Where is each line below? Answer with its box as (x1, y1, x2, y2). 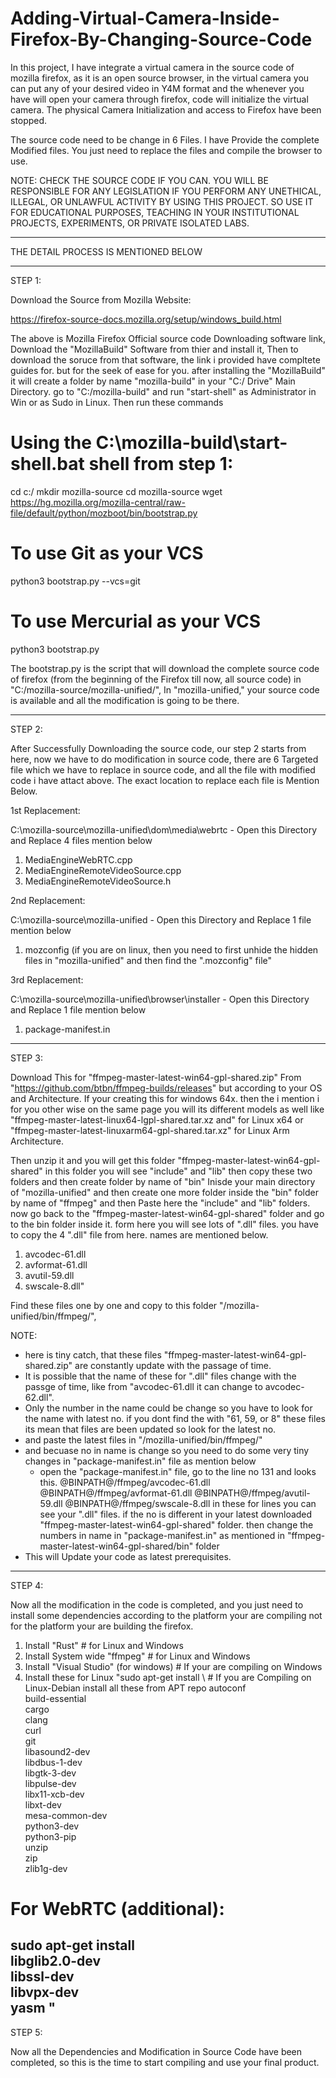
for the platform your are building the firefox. (10, 1620, 194, 1632)
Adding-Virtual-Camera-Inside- (10, 7, 280, 30)
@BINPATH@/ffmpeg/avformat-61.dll (39, 1487, 193, 1499)
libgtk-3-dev (24, 1767, 77, 1779)
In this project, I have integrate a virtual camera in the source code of (10, 61, 295, 73)
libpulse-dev (24, 1777, 77, 1789)
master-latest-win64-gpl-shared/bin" (39, 1540, 194, 1552)
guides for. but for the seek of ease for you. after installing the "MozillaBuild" (10, 364, 326, 376)
